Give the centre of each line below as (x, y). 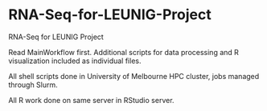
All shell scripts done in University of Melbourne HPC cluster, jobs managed (134, 76)
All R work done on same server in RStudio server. (91, 100)
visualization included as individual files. (75, 61)
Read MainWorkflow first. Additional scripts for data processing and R (124, 52)
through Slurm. (33, 85)
